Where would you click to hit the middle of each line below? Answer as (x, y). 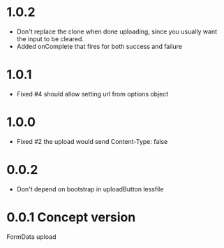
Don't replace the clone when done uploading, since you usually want (117, 31)
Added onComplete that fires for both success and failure (99, 46)
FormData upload (31, 236)
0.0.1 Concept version (71, 217)
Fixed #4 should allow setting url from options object (92, 94)
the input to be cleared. (50, 38)
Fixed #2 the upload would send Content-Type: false (92, 141)
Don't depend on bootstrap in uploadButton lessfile (90, 189)
